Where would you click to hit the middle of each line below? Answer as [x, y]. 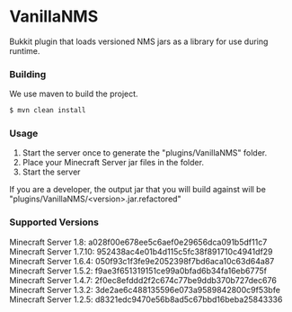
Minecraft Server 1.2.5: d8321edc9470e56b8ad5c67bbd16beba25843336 [146, 299]
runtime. [25, 50]
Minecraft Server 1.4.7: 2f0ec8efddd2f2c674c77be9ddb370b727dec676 [143, 280]
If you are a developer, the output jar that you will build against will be [138, 190]
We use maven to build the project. [74, 94]
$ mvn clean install [48, 111]
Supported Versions [54, 222]
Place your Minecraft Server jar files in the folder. [113, 163]
